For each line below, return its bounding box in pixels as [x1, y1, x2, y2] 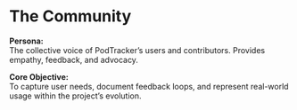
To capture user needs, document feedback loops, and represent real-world [9, 81, 289, 91]
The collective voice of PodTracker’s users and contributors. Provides [9, 44, 266, 55]
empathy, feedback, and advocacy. [9, 54, 138, 65]
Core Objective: [9, 71, 70, 82]
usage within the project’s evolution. [9, 90, 142, 101]
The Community [9, 6, 132, 27]
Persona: [9, 35, 44, 46]
